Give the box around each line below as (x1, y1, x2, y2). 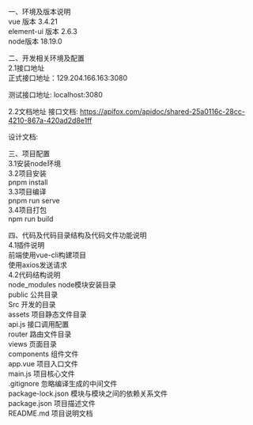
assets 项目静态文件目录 (8, 309, 87, 319)
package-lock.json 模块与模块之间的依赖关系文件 (8, 389, 168, 398)
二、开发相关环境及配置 (8, 54, 85, 63)
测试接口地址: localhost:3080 (8, 90, 103, 99)
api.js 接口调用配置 (8, 320, 70, 328)
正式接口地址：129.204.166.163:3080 (8, 74, 128, 82)
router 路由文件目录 (8, 329, 72, 339)
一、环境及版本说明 (8, 7, 71, 16)
